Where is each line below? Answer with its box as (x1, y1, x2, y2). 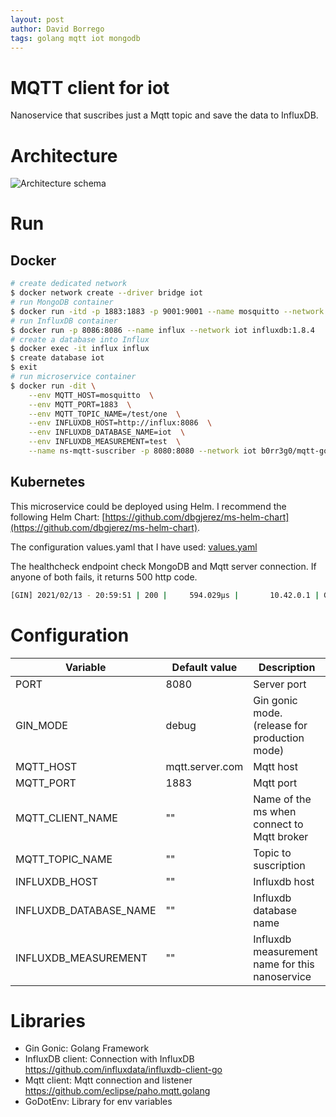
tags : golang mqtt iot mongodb (10, 33, 141, 43)
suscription (253, 858, 306, 872)
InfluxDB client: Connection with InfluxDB (24, 1053, 195, 1065)
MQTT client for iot (10, 76, 170, 99)
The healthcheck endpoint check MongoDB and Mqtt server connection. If (10, 560, 317, 572)
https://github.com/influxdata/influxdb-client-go (24, 1064, 223, 1076)
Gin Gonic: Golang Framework (24, 1042, 150, 1055)
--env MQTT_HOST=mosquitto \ (28, 390, 155, 400)
